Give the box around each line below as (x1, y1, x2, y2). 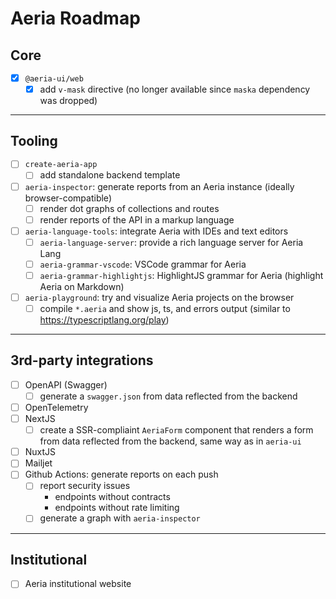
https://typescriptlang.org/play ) (39, 314, 170, 326)
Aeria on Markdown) (39, 280, 125, 292)
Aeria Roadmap (10, 7, 141, 30)
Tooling (10, 133, 58, 150)
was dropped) (39, 94, 98, 106)
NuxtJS (24, 446, 57, 458)
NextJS (24, 413, 56, 425)
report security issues (39, 480, 131, 492)
